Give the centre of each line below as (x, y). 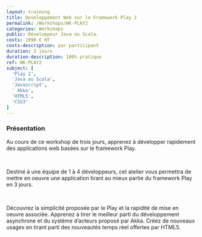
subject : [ (20, 68)
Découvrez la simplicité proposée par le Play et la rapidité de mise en (93, 208)
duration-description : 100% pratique (54, 57)
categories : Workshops (35, 29)
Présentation (26, 129)
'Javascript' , (29, 85)
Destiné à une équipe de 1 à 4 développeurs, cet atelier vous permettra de (99, 171)
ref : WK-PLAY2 (24, 62)
